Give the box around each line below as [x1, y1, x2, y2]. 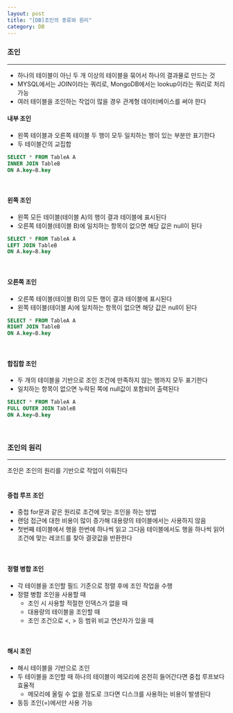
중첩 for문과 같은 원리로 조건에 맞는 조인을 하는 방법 [17, 508, 157, 516]
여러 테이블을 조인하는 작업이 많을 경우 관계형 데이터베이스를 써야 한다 [17, 97, 207, 105]
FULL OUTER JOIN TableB [7, 405, 76, 412]
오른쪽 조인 [7, 278, 37, 286]
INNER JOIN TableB [7, 160, 60, 167]
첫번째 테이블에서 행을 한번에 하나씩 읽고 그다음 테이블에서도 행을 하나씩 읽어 [17, 525, 225, 534]
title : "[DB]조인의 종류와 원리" [7, 17, 92, 24]
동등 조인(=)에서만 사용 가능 [17, 698, 93, 707]
